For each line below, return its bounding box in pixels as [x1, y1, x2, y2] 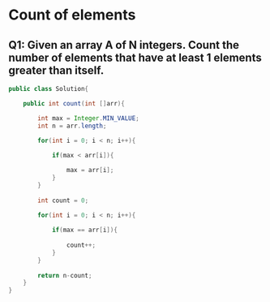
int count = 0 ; [37, 196, 89, 205]
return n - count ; [37, 271, 92, 279]
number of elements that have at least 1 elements [8, 50, 262, 64]
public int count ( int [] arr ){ [23, 99, 126, 107]
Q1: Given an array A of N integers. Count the [8, 38, 240, 52]
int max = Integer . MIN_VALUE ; [37, 114, 139, 123]
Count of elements [8, 6, 136, 24]
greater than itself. [8, 63, 105, 77]
